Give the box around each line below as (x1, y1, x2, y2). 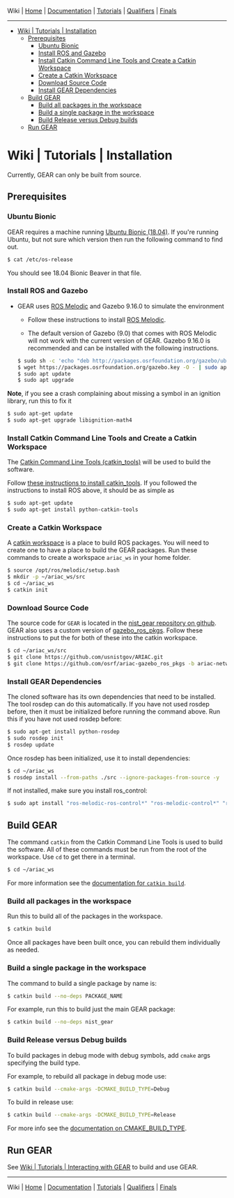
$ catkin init (7, 586, 49, 593)
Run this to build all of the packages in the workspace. (7, 912, 163, 921)
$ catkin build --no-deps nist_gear (7, 1019, 114, 1026)
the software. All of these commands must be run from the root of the (7, 845, 207, 854)
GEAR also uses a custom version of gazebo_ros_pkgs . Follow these (7, 626, 203, 635)
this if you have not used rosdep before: (7, 715, 122, 723)
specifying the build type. (7, 1058, 81, 1067)
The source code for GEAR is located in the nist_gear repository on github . (7, 619, 217, 628)
